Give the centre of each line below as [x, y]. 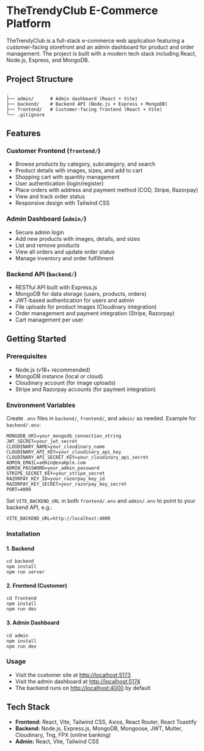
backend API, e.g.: [30, 507]
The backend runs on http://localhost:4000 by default [83, 687]
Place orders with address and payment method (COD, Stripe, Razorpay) [107, 190]
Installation [24, 533]
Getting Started [36, 339]
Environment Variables [41, 405]
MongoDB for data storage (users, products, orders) [81, 294]
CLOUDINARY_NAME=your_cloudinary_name [56, 447]
